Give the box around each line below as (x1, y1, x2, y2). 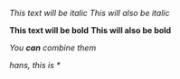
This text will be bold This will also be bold (9, 25, 172, 35)
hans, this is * (9, 60, 61, 70)
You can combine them (9, 42, 97, 53)
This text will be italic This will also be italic (9, 8, 170, 18)
